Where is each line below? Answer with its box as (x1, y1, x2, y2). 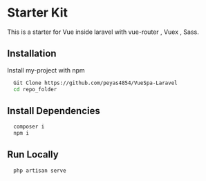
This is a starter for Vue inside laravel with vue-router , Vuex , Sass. (7, 28, 199, 36)
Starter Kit (7, 5, 68, 21)
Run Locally (7, 149, 59, 160)
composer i (13, 123, 45, 131)
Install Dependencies (7, 105, 100, 117)
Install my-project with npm (7, 66, 85, 74)
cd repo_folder (13, 86, 57, 93)
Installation (7, 48, 57, 59)
